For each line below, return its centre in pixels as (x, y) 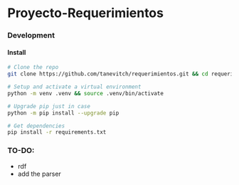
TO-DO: (21, 151)
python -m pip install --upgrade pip (63, 113)
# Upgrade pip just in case (49, 106)
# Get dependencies (36, 126)
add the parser (39, 174)
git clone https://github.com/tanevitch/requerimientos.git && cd (108, 74)
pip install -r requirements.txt (57, 132)
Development (31, 36)
